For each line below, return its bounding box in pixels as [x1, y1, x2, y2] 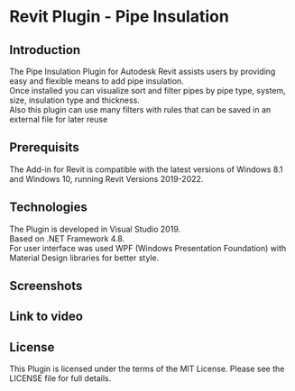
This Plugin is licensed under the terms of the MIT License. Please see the [9, 363, 285, 375]
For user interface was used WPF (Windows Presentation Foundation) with [9, 242, 287, 253]
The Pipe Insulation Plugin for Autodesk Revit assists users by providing [9, 66, 276, 77]
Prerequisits [9, 140, 79, 155]
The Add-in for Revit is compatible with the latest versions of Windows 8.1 [9, 164, 283, 175]
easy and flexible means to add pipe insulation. [9, 76, 185, 86]
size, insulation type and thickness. [9, 95, 140, 105]
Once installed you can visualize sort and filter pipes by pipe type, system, [9, 86, 286, 95]
